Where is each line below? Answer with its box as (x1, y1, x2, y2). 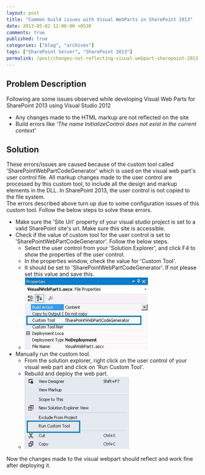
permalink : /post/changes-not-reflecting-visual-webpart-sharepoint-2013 (6, 55, 199, 61)
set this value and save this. (24, 270, 95, 278)
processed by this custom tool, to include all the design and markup (6, 180, 177, 187)
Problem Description (6, 79, 87, 89)
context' (15, 127, 37, 134)
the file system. (6, 194, 45, 201)
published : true (6, 36, 48, 42)
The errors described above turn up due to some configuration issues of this (6, 200, 199, 207)
